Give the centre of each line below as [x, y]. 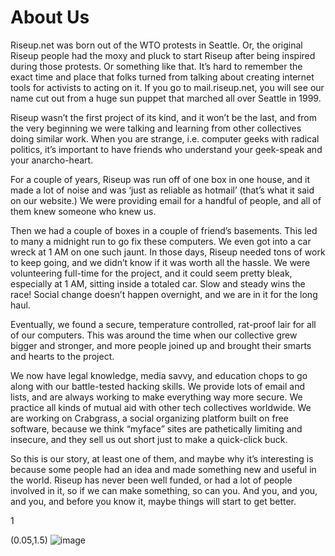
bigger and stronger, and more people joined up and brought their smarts [161, 345]
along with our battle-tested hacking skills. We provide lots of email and [158, 386]
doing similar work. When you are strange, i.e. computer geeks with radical [165, 138]
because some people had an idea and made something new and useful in [163, 469]
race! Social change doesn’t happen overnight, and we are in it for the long [164, 294]
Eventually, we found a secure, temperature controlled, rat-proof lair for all [163, 324]
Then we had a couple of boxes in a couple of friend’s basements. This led [164, 230]
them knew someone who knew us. [83, 211]
